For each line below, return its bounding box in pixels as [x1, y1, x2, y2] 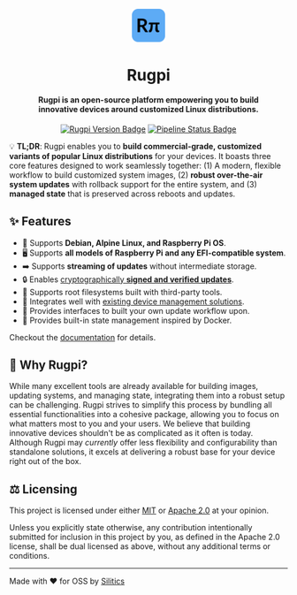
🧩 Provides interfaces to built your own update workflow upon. [21, 305, 250, 316]
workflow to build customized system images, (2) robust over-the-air [9, 169, 263, 180]
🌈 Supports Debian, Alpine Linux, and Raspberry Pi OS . [21, 237, 227, 248]
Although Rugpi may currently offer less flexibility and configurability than [9, 438, 278, 448]
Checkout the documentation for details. [9, 332, 156, 342]
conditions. [9, 551, 50, 561]
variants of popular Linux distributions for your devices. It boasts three [9, 150, 271, 161]
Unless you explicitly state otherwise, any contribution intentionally [9, 523, 253, 533]
